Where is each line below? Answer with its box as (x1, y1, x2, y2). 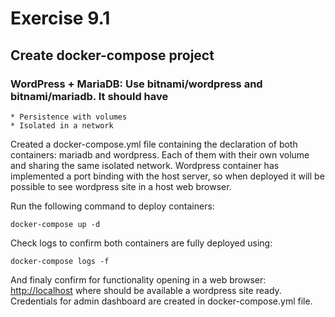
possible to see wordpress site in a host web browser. (10, 180, 232, 192)
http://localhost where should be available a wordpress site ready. (10, 284, 282, 296)
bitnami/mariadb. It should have (10, 89, 169, 103)
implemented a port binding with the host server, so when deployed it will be (10, 170, 325, 182)
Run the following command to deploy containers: (10, 200, 215, 212)
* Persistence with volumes (10, 112, 128, 122)
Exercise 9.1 (10, 7, 111, 30)
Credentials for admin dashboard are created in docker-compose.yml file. (10, 295, 313, 307)
